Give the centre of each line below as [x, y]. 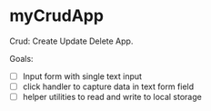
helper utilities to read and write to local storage [112, 97]
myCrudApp [57, 16]
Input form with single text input [82, 76]
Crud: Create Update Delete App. [71, 41]
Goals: [21, 58]
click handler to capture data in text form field [108, 86]
